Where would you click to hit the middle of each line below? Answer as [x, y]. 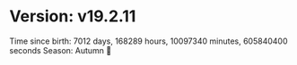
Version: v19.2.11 [73, 16]
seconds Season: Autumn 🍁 [61, 50]
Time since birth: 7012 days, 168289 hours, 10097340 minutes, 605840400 [148, 41]
